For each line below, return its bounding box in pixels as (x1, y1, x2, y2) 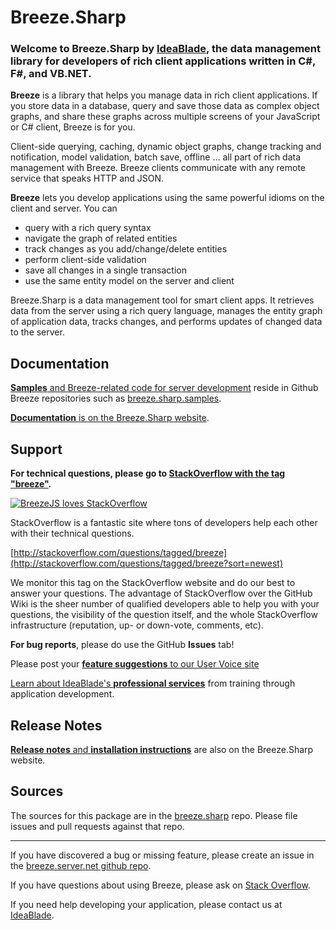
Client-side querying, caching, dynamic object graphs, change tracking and (10, 141, 322, 153)
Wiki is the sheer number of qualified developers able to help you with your (10, 598, 320, 610)
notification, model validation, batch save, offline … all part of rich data (10, 151, 302, 163)
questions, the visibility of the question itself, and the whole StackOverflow (10, 609, 318, 621)
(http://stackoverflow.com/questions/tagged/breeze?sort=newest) (10, 557, 283, 570)
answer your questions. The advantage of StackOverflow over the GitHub (10, 587, 313, 600)
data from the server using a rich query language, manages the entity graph (10, 305, 323, 317)
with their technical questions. (10, 527, 135, 540)
